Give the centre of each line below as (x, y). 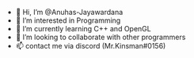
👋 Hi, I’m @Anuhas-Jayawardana (69, 12)
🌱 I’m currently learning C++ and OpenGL (84, 29)
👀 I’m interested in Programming (68, 20)
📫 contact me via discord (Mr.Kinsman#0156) (91, 46)
